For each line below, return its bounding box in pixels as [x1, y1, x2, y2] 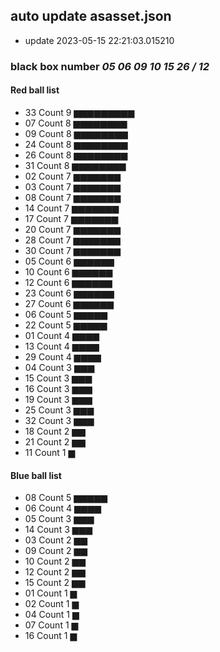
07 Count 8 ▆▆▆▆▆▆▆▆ [24, 117, 128, 129]
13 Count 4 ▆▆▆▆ [24, 340, 100, 352]
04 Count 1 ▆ [24, 609, 80, 621]
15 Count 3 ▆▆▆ [24, 372, 93, 384]
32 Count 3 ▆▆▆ [24, 414, 95, 426]
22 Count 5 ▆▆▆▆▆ [24, 319, 108, 331]
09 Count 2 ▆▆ [24, 545, 88, 557]
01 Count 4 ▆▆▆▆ [24, 329, 100, 341]
